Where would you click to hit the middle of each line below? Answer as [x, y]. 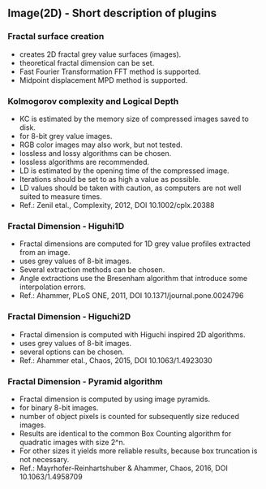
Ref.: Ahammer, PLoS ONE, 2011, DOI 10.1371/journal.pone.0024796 [131, 296]
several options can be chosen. [72, 352]
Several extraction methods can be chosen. [92, 270]
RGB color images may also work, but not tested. [101, 145]
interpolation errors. [53, 287]
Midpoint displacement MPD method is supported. [103, 80]
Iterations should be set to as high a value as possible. [110, 179]
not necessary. [44, 459]
